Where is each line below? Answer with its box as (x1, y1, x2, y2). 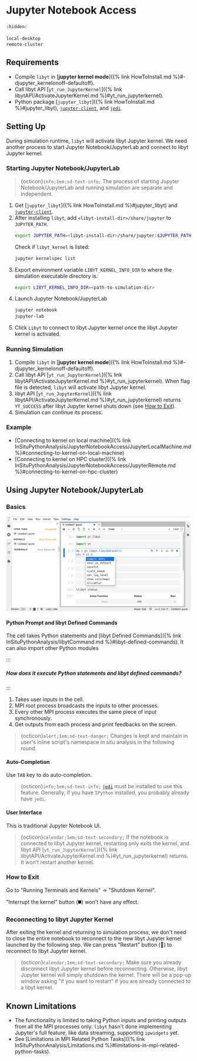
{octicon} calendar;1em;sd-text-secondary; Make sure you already (20, 959, 182, 966)
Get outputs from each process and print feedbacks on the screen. (14, 721, 177, 728)
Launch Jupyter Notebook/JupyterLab (14, 295, 108, 302)
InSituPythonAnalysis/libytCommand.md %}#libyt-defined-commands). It (6, 638, 184, 645)
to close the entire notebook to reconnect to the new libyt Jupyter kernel (6, 935, 182, 942)
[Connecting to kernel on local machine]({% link (14, 437, 131, 444)
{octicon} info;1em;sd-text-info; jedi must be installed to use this (20, 783, 182, 790)
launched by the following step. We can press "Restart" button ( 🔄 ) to (6, 941, 172, 948)
